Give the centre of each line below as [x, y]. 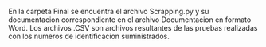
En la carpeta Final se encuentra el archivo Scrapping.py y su [109, 11]
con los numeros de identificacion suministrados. [89, 36]
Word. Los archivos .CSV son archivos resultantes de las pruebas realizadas [133, 28]
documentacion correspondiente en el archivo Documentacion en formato [130, 20]
